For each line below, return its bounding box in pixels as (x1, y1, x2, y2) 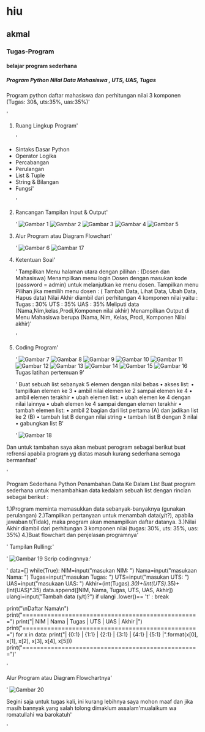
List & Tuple (15, 172, 45, 179)
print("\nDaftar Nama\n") (6, 605, 69, 612)
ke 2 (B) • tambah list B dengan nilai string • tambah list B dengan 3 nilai (15, 413, 198, 421)
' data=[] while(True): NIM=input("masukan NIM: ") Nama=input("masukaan (6, 567, 198, 574)
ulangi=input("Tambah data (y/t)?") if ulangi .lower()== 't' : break (6, 593, 170, 600)
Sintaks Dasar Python (15, 146, 70, 153)
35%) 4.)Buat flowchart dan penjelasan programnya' (6, 532, 139, 539)
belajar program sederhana (6, 63, 78, 70)
